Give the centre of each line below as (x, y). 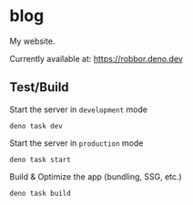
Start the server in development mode (79, 109)
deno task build (40, 193)
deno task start (40, 159)
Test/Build (40, 87)
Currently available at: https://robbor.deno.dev (96, 58)
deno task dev (36, 126)
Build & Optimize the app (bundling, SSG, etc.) (96, 176)
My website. (32, 41)
